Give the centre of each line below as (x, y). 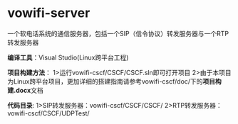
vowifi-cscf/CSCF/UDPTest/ (49, 113)
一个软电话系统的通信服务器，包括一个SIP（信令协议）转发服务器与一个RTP (118, 33)
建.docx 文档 (26, 90)
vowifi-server (49, 13)
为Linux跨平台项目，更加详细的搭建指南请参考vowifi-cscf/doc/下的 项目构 (115, 81)
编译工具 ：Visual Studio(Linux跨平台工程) (68, 57)
